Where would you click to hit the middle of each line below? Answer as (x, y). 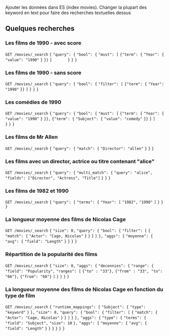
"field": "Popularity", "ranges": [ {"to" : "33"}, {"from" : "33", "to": (84, 271)
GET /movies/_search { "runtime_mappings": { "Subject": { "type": (76, 307)
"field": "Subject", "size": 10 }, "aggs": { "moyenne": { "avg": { (76, 323)
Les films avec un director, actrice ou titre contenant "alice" (80, 161)
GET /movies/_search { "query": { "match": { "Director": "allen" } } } (80, 148)
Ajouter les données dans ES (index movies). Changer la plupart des (76, 7)
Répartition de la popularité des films (51, 254)
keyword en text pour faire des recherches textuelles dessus (68, 13)
